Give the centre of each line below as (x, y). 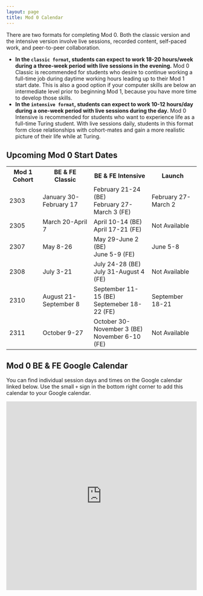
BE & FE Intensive (120, 176)
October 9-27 (63, 333)
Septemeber (111, 304)
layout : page (23, 12)
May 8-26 (57, 247)
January (54, 197)
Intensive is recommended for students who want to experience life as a (105, 117)
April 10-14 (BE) (118, 222)
